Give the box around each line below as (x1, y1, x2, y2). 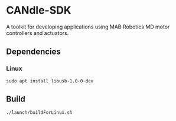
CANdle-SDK (6, 4, 71, 17)
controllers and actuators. (6, 29, 69, 36)
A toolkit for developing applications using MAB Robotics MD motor (6, 23, 170, 30)
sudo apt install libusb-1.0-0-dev (6, 78, 94, 84)
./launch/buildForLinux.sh (6, 110, 73, 116)
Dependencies (6, 47, 61, 57)
